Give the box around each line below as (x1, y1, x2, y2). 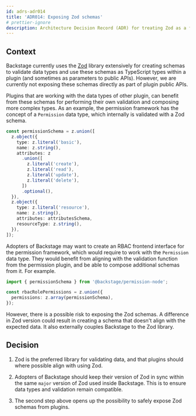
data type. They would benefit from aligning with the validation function (6, 255, 178, 262)
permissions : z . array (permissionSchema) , (11, 295, 114, 301)
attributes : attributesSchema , (16, 216, 93, 221)
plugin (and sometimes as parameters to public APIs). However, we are (6, 74, 177, 82)
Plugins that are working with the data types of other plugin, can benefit (6, 92, 179, 100)
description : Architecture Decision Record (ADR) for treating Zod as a (6, 25, 187, 31)
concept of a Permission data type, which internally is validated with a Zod (6, 111, 185, 118)
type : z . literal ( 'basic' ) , (16, 139, 82, 145)
